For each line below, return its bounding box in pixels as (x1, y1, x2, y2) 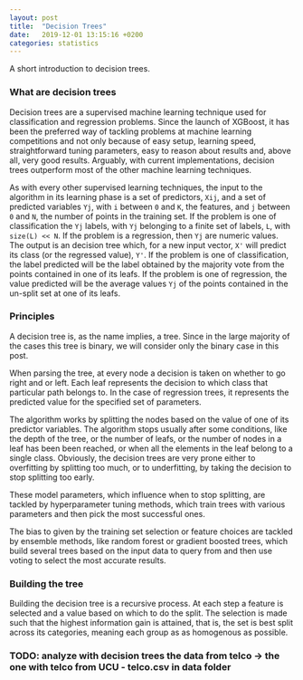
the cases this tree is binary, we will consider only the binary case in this (9, 340, 279, 351)
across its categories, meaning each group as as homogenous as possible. (9, 627, 289, 638)
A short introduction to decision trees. (9, 63, 151, 74)
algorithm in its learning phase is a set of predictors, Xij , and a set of (9, 191, 267, 202)
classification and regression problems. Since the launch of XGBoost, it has (9, 116, 289, 127)
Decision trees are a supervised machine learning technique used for (9, 106, 267, 118)
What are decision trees (9, 86, 117, 99)
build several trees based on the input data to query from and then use (9, 545, 273, 556)
